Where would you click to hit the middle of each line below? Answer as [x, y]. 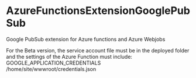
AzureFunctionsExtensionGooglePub [98, 11]
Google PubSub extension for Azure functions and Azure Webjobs [86, 39]
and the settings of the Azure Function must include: [69, 56]
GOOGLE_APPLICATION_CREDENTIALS [54, 63]
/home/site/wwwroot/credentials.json [51, 69]
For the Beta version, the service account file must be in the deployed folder [98, 50]
